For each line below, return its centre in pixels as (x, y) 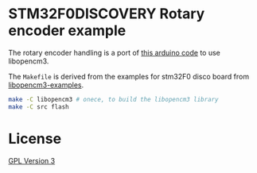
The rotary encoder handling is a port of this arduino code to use (114, 52)
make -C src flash (39, 107)
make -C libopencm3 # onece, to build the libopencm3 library (113, 99)
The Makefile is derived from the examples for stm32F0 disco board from (128, 76)
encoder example (67, 31)
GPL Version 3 (32, 160)
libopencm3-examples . (46, 85)
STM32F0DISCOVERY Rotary (107, 14)
